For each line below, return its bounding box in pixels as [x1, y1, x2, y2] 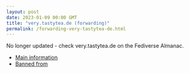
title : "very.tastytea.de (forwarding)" [6, 20, 110, 26]
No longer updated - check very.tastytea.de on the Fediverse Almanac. [6, 42, 184, 49]
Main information [15, 54, 58, 61]
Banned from [15, 60, 48, 68]
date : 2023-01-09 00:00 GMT [6, 14, 78, 21]
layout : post [6, 8, 39, 15]
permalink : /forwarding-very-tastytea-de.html [6, 25, 126, 32]
